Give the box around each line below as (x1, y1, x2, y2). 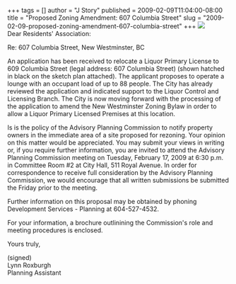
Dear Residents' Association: (7, 30, 91, 38)
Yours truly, (7, 240, 41, 248)
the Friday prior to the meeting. (7, 183, 98, 192)
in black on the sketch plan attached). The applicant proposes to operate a (7, 72, 225, 80)
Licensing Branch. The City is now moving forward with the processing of (7, 95, 221, 103)
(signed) (7, 254, 32, 261)
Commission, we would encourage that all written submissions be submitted (7, 176, 230, 184)
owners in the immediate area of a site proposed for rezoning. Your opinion (7, 131, 226, 139)
